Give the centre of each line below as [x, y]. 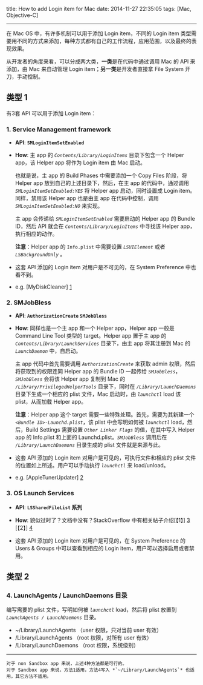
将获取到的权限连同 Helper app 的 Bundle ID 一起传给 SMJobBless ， [98, 372]
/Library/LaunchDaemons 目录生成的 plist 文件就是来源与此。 [89, 445]
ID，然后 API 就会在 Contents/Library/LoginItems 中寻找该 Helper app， [105, 226]
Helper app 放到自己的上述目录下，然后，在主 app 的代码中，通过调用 [102, 183]
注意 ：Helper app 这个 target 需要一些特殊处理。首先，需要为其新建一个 [105, 415]
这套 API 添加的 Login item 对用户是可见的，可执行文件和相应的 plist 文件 [105, 458]
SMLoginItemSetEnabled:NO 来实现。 [59, 206]
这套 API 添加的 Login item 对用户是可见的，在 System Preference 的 [100, 540]
